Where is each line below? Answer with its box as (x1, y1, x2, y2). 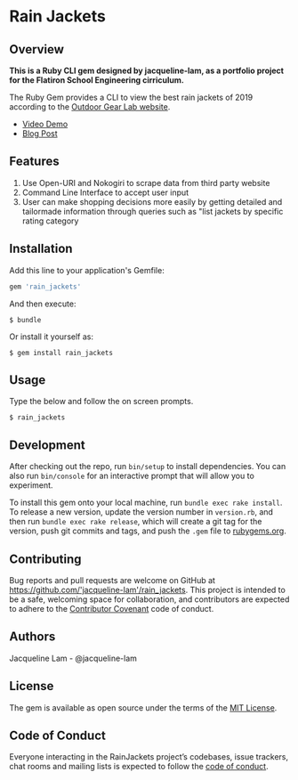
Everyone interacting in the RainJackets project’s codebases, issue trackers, (9, 752, 289, 762)
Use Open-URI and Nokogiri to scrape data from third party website (21, 177, 270, 188)
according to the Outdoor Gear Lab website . (9, 102, 171, 112)
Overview (9, 42, 65, 57)
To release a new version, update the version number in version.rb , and (9, 507, 274, 517)
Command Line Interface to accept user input (21, 187, 189, 198)
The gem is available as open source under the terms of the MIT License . (9, 702, 278, 713)
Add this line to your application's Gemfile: (9, 264, 165, 275)
